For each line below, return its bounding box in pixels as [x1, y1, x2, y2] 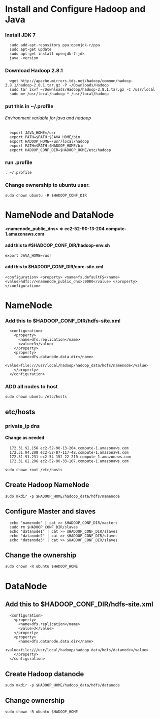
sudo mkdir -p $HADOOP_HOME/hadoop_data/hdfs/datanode [5, 683, 120, 688]
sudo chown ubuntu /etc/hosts [5, 394, 67, 399]
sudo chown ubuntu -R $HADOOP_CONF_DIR [5, 193, 87, 198]
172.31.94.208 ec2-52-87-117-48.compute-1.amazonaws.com [9, 450, 129, 455]
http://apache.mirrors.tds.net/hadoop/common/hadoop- [20, 78, 133, 83]
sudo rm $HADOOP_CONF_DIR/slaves [9, 524, 78, 529]
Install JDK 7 [5, 32, 36, 39]
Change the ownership [5, 551, 77, 559]
